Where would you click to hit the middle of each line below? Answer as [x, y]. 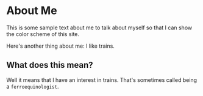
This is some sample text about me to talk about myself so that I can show [99, 28]
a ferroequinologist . [33, 86]
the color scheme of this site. [43, 34]
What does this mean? [50, 65]
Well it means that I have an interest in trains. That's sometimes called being [101, 79]
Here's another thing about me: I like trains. [60, 46]
